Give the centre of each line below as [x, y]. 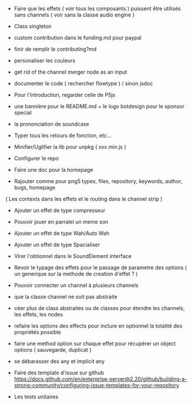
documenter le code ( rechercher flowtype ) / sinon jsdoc [84, 83]
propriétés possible [37, 332]
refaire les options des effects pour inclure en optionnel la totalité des [98, 326]
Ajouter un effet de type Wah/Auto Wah [61, 233]
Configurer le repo [36, 158]
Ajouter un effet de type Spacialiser [57, 245]
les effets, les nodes [38, 314]
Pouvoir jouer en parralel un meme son [61, 222]
